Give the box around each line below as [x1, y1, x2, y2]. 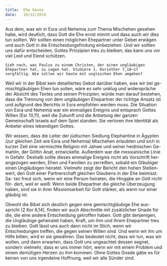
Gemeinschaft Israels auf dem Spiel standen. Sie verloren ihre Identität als [5, 117, 158, 123]
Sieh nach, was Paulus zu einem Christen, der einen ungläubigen [5, 62, 145, 68]
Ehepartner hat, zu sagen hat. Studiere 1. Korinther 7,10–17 [5, 66, 138, 72]
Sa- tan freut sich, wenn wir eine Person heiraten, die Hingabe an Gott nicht [5, 175, 162, 181]
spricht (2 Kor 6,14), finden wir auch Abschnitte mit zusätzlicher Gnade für [5, 207, 159, 213]
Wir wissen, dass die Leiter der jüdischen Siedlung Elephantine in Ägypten [5, 132, 159, 139]
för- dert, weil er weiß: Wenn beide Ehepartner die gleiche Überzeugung [5, 181, 155, 187]
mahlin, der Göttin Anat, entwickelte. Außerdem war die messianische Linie [5, 149, 161, 155]
